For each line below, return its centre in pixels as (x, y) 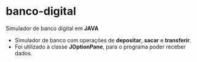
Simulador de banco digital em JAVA (52, 28)
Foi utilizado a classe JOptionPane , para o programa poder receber (100, 47)
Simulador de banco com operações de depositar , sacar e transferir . (103, 40)
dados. (23, 53)
